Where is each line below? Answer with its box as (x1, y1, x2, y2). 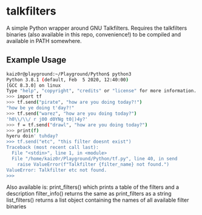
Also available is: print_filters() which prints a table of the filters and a (6, 183, 180, 191)
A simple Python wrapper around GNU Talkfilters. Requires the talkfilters (6, 24, 187, 32)
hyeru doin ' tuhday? (6, 133, 59, 139)
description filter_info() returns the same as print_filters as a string (6, 190, 172, 197)
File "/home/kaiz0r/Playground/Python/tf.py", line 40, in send (12, 155, 178, 162)
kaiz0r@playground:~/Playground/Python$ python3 (6, 71, 132, 77)
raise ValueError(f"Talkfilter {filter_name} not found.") (17, 161, 170, 168)
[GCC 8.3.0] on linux (6, 82, 61, 89)
